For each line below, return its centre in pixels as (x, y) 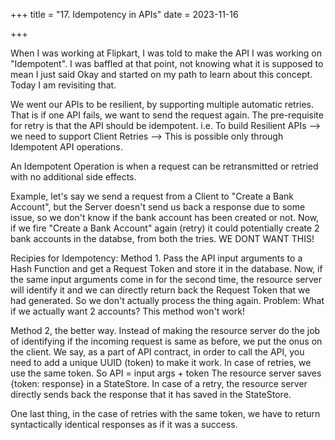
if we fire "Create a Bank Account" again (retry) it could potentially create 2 (165, 228)
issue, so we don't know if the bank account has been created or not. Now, (165, 217)
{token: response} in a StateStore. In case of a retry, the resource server (159, 383)
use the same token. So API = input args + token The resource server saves (166, 373)
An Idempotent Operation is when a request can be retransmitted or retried (164, 166)
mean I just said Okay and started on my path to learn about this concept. (161, 74)
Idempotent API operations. (66, 147)
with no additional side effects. (73, 177)
